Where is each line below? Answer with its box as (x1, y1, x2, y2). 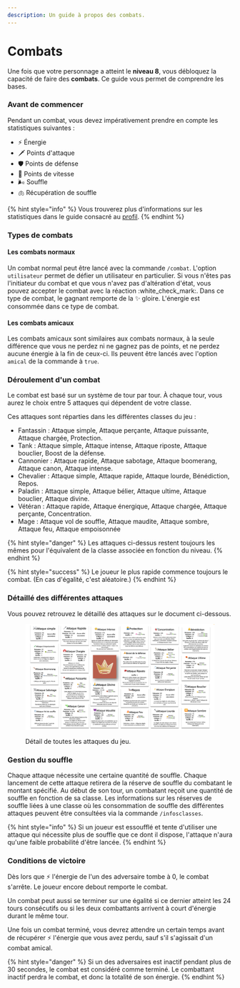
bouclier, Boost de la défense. (17, 449, 106, 458)
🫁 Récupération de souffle (17, 188, 97, 196)
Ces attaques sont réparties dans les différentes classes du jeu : (7, 413, 196, 421)
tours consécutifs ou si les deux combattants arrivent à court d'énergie (7, 904, 216, 913)
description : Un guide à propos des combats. (7, 11, 145, 19)
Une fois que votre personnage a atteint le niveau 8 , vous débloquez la (7, 66, 216, 75)
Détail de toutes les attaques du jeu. (25, 737, 131, 745)
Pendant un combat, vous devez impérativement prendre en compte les (7, 116, 219, 124)
